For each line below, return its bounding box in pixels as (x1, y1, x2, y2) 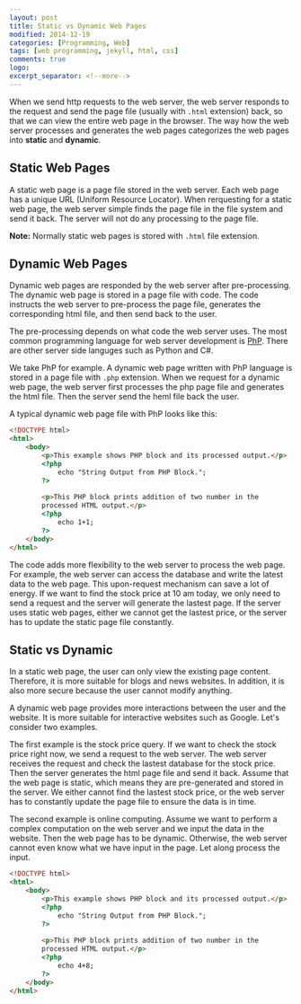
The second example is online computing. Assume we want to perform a (9, 814, 278, 824)
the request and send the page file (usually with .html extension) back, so (9, 105, 283, 117)
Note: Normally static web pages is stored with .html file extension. (9, 230, 260, 241)
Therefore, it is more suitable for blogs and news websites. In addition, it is (9, 675, 285, 687)
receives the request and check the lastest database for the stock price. (9, 758, 276, 769)
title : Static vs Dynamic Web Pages (9, 22, 146, 31)
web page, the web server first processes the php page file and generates (9, 382, 285, 392)
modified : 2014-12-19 (9, 30, 91, 39)
